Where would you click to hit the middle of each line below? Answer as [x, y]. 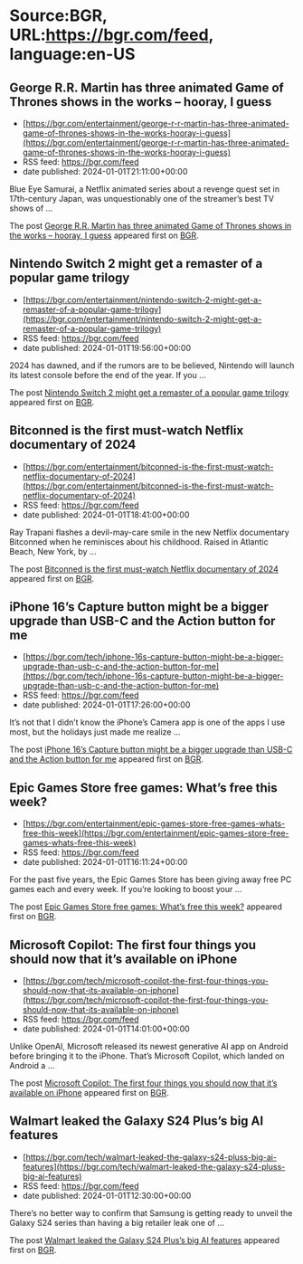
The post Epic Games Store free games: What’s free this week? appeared [146, 907]
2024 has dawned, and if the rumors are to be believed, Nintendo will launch [152, 365]
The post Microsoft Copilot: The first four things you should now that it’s [143, 1083]
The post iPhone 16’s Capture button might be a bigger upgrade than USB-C [151, 750]
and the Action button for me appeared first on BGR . [106, 759]
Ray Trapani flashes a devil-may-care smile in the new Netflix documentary [149, 532]
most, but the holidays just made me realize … [95, 732]
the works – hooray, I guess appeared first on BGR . [104, 235]
